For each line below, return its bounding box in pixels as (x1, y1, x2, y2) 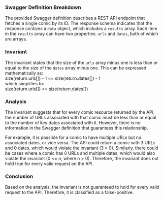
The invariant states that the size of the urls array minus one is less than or (5, 60, 158, 66)
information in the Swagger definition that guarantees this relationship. (5, 125, 148, 131)
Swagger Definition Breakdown (5, 4, 81, 11)
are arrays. (5, 36, 27, 42)
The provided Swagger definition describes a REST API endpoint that (5, 15, 145, 21)
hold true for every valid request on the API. (5, 161, 94, 167)
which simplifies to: (5, 80, 44, 86)
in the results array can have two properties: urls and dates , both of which (5, 31, 159, 37)
